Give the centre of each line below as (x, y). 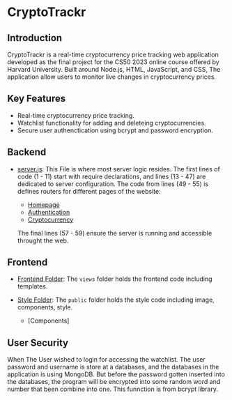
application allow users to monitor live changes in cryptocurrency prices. (112, 77)
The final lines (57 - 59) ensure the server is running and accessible (115, 233)
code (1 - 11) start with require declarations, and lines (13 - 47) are (111, 176)
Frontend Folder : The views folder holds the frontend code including (115, 279)
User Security (38, 343)
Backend (27, 152)
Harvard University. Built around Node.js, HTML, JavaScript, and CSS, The (114, 69)
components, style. (45, 307)
